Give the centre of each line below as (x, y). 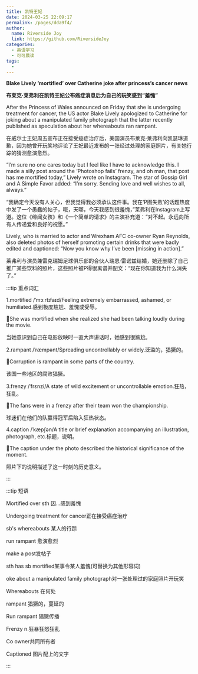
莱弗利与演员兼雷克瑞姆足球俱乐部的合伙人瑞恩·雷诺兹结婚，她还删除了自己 (97, 261)
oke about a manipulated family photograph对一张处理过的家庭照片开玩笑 (95, 579)
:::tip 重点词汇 (23, 288)
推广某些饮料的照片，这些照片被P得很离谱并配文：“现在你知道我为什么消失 (97, 268)
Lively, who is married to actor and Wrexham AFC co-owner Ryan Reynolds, (98, 236)
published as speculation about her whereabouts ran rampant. (82, 126)
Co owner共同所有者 (31, 642)
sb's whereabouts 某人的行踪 (42, 529)
